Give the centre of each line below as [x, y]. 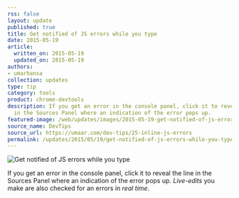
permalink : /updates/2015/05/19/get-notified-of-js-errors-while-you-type [121, 139]
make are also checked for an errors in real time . [79, 188]
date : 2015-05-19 [33, 40]
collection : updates [38, 80]
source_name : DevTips [39, 126]
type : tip [22, 87]
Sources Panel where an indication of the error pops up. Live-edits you [111, 181]
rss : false [23, 14]
